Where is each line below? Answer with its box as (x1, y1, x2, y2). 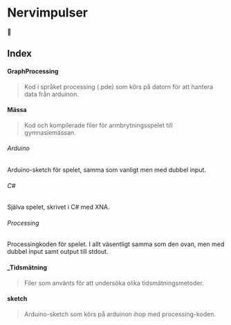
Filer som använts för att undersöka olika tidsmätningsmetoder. (24, 279, 204, 287)
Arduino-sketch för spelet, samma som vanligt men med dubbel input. (7, 165, 206, 174)
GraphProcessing (7, 67, 59, 75)
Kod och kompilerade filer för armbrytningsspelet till (24, 121, 173, 129)
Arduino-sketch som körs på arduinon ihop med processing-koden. (24, 310, 216, 318)
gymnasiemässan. (24, 128, 76, 136)
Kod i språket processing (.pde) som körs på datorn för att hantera (24, 82, 213, 91)
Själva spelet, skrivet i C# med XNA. (7, 203, 110, 212)
